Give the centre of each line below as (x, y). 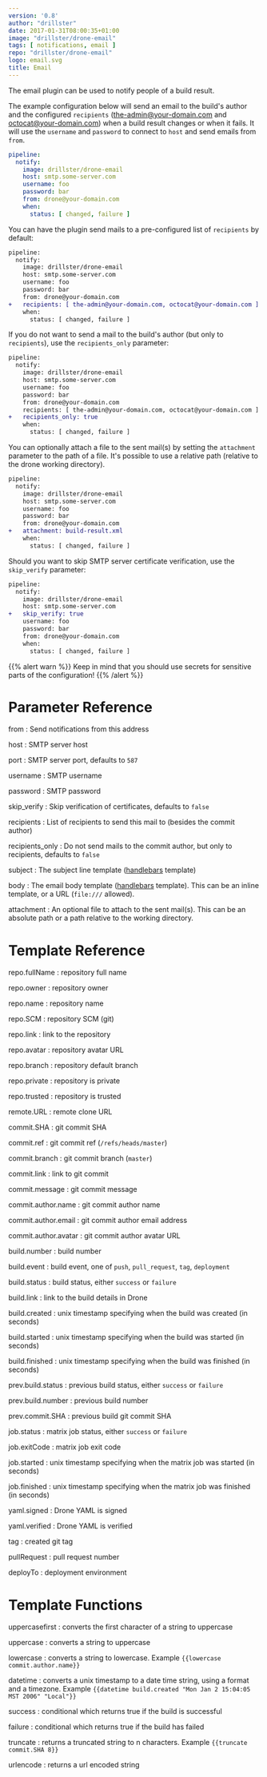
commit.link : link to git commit (59, 1174)
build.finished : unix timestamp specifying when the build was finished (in (129, 1361)
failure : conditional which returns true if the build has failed (106, 1727)
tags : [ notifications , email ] (62, 46)
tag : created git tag (41, 1542)
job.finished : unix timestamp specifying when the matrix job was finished (129, 1487)
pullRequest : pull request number (64, 1557)
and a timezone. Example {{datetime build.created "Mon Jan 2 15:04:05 (130, 1689)
